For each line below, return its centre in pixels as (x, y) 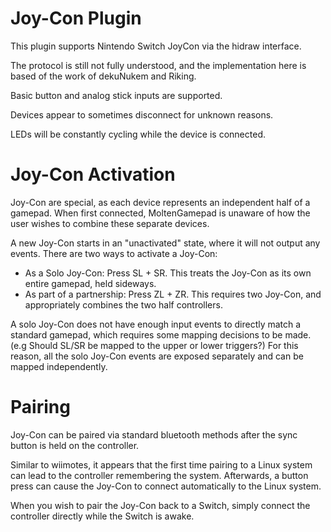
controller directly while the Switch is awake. (102, 516)
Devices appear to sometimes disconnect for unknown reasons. (142, 114)
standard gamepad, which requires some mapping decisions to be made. (161, 334)
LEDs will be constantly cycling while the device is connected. (138, 134)
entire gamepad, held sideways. (90, 283)
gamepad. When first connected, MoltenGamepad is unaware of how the (160, 213)
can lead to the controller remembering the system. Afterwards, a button (159, 475)
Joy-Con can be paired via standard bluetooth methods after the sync (154, 434)
